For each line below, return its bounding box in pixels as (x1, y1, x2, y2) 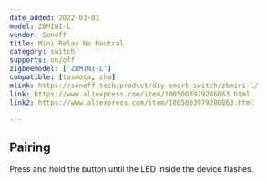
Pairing (9, 139, 51, 155)
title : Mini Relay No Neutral (9, 38, 125, 48)
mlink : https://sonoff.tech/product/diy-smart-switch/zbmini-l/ (9, 81, 259, 90)
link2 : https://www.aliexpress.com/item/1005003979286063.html (9, 97, 255, 107)
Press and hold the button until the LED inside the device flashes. (9, 164, 254, 175)
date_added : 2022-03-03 (9, 13, 100, 23)
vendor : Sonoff (9, 30, 67, 39)
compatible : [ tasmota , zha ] (9, 73, 117, 82)
